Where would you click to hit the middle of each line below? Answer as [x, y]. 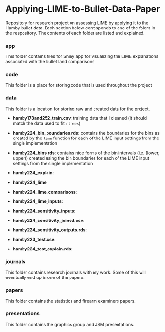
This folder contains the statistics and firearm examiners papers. [71, 301]
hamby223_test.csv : [34, 239]
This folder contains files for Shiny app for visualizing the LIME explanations [82, 56]
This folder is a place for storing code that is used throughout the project [79, 85]
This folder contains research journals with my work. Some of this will [76, 272]
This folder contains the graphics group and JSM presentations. [70, 324]
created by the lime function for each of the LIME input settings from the [86, 138]
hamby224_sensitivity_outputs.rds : [50, 230]
